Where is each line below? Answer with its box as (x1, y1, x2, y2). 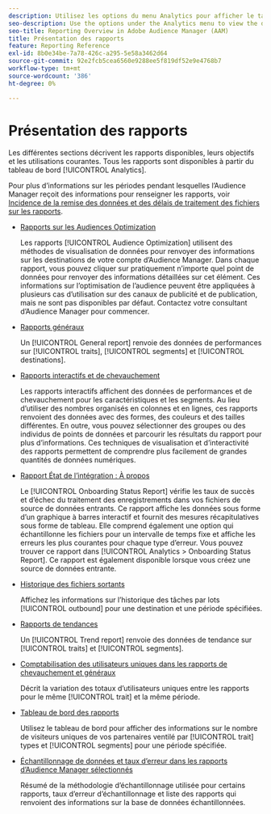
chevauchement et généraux (19, 668, 116, 677)
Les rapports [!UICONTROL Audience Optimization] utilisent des (19, 238, 233, 247)
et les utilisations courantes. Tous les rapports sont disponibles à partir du (8, 157, 254, 167)
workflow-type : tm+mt (8, 65, 81, 73)
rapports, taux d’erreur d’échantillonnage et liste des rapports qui (19, 789, 236, 799)
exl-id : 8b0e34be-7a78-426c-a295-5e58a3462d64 (8, 49, 168, 57)
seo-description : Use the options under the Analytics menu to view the (8, 19, 258, 27)
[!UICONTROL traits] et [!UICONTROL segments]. (19, 643, 184, 653)
